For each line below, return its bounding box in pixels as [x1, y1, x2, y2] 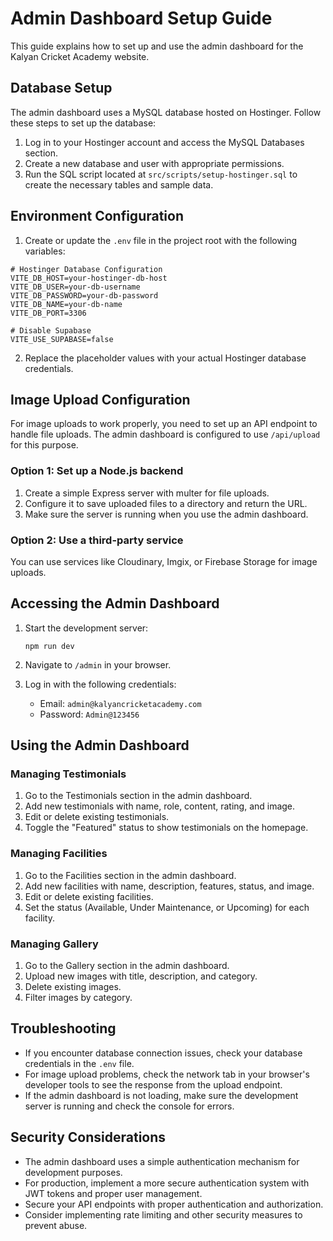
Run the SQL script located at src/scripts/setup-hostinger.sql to [24, 168, 298, 180]
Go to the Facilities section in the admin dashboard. [24, 869, 237, 881]
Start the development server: [24, 622, 149, 634]
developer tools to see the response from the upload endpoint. [24, 1078, 283, 1091]
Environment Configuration [10, 208, 184, 225]
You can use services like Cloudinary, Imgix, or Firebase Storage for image [10, 555, 318, 567]
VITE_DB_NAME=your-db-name [10, 299, 123, 309]
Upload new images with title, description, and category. [24, 970, 258, 982]
